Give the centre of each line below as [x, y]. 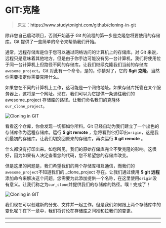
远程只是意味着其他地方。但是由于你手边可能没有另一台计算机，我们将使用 [81, 58]
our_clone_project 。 [26, 106]
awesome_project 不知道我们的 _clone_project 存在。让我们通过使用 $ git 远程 [83, 172]
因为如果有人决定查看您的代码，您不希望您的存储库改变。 [72, 155]
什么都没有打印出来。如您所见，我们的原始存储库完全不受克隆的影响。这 [79, 149]
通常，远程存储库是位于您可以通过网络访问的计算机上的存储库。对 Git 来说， [83, 52]
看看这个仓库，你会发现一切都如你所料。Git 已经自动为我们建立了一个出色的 [82, 126]
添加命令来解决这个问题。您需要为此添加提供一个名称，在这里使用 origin [79, 178]
